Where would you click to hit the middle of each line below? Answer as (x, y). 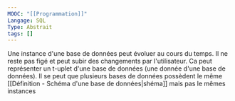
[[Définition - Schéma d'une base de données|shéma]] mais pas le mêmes (116, 84)
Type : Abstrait (30, 27)
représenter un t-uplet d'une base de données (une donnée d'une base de (116, 69)
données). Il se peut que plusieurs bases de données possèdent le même (115, 76)
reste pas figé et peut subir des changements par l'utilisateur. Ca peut (110, 61)
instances (22, 91)
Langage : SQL (27, 20)
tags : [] (20, 34)
